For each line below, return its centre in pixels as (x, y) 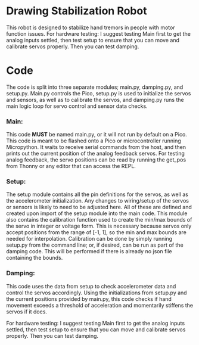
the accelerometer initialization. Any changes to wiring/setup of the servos (98, 201)
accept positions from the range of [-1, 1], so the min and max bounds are (96, 232)
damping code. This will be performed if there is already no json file (89, 251)
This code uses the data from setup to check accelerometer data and (91, 286)
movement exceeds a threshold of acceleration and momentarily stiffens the (100, 305)
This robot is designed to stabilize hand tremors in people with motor (91, 27)
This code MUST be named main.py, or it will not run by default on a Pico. (97, 135)
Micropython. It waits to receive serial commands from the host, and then (96, 147)
